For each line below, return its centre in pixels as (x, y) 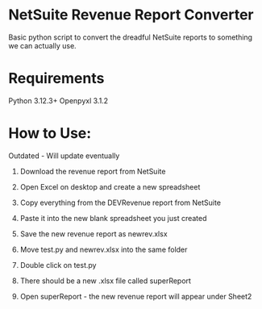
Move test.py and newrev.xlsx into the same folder (104, 249)
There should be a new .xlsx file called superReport (106, 281)
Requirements (56, 79)
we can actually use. (42, 45)
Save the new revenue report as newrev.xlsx (94, 234)
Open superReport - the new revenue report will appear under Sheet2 (136, 296)
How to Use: (50, 134)
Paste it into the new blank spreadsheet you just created (113, 218)
